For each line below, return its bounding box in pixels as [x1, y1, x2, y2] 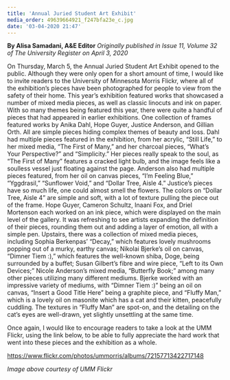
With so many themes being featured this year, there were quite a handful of [7, 106, 223, 114]
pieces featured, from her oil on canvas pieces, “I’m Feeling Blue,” [7, 172, 194, 180]
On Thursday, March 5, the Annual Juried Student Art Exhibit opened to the [7, 63, 220, 71]
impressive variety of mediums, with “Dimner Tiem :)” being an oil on [7, 281, 202, 289]
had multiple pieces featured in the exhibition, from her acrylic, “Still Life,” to [7, 135, 222, 144]
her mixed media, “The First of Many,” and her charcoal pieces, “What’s [7, 142, 209, 151]
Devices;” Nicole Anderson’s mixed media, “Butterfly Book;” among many [7, 267, 215, 275]
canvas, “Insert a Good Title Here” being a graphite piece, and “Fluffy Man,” [7, 289, 222, 297]
